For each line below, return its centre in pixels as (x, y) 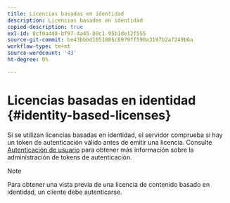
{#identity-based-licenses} (89, 115)
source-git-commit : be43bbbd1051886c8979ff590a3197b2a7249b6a (100, 40)
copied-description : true (45, 27)
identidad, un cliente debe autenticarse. (65, 192)
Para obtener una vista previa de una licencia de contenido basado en (109, 184)
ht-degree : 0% (28, 60)
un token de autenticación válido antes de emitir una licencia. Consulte (110, 142)
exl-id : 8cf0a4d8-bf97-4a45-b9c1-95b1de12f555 (77, 33)
